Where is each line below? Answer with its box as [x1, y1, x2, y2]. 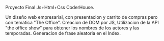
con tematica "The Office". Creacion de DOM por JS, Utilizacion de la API [5, 20, 159, 25]
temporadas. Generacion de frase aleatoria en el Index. [5, 30, 121, 36]
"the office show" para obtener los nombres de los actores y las [5, 25, 140, 31]
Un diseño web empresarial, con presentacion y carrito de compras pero [5, 14, 158, 20]
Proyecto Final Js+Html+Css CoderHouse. [5, 5, 94, 10]
